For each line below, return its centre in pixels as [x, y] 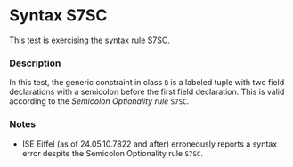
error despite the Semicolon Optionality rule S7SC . [112, 153]
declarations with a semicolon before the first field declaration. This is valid [147, 92]
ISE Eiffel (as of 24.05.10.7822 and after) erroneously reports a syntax [150, 144]
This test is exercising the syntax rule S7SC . [90, 40]
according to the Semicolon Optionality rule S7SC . [99, 101]
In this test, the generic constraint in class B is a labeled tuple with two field [147, 83]
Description [35, 63]
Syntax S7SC [58, 16]
